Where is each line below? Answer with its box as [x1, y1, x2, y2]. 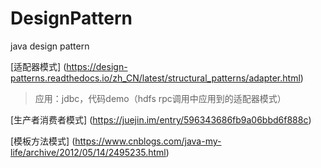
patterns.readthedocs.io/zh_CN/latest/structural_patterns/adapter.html [10, 72, 301, 84]
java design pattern [10, 40, 90, 52]
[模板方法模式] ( [10, 135, 76, 147]
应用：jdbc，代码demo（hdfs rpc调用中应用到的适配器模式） [34, 92, 287, 104]
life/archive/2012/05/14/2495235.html [10, 146, 167, 158]
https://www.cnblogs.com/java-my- [74, 135, 222, 147]
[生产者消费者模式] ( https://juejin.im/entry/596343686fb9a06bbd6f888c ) [10, 113, 312, 126]
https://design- [66, 60, 128, 72]
